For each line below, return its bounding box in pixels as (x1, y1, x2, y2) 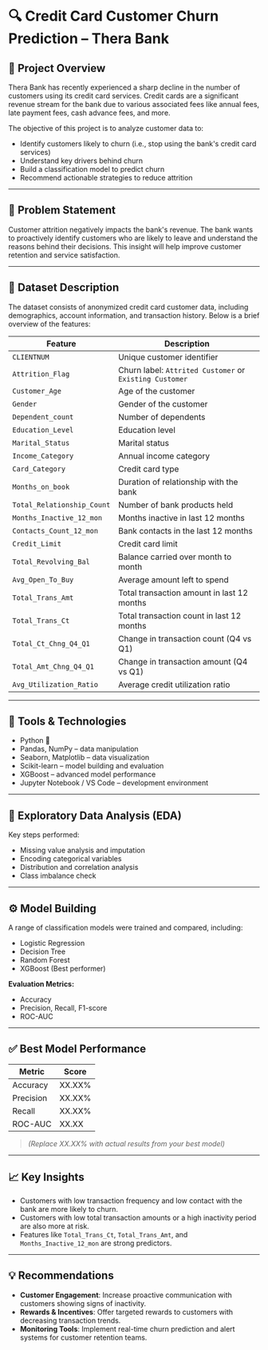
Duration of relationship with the (118, 476, 238, 487)
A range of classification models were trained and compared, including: (8, 923, 243, 932)
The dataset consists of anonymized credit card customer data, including (8, 302, 249, 312)
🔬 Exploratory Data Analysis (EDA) (8, 808, 182, 822)
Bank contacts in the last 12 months (118, 525, 253, 536)
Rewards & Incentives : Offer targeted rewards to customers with (19, 1307, 234, 1316)
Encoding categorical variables (19, 854, 122, 864)
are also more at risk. (19, 1221, 89, 1231)
